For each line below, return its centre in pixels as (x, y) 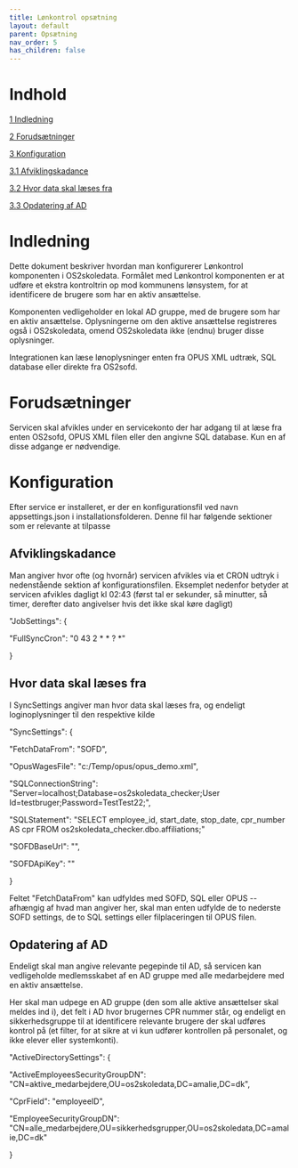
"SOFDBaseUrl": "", (44, 846)
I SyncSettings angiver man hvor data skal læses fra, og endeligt (127, 705)
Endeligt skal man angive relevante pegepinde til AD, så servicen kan (136, 966)
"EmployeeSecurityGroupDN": (64, 1119)
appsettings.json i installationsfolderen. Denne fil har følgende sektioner (141, 516)
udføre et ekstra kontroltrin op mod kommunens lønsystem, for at (129, 285)
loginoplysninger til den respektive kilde (82, 714)
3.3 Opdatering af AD (48, 206)
